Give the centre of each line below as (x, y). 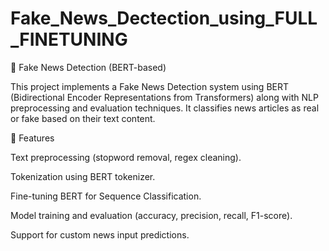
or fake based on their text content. (83, 118)
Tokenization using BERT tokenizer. (83, 176)
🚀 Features (32, 138)
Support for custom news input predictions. (100, 234)
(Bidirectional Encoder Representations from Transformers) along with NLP (164, 97)
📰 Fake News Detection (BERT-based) (88, 67)
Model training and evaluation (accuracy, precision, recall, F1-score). (151, 215)
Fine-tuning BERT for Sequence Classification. (106, 196)
